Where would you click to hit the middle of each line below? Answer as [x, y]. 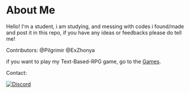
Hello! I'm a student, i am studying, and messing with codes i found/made [95, 26]
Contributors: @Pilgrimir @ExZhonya [51, 50]
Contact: [17, 73]
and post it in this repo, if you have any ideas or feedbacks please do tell [94, 32]
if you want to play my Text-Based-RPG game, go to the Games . [84, 61]
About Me [31, 10]
